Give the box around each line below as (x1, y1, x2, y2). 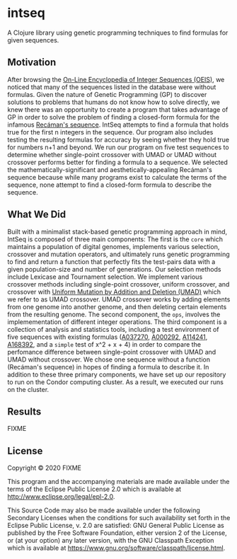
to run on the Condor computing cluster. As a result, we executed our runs (7, 377, 224, 386)
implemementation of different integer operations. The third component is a (7, 317, 228, 326)
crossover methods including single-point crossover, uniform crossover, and (7, 279, 230, 288)
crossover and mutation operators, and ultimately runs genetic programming (7, 250, 230, 258)
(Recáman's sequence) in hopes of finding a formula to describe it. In (7, 362, 209, 371)
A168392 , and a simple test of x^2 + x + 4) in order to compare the (7, 340, 202, 348)
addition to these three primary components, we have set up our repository (7, 370, 226, 379)
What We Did (7, 209, 67, 221)
